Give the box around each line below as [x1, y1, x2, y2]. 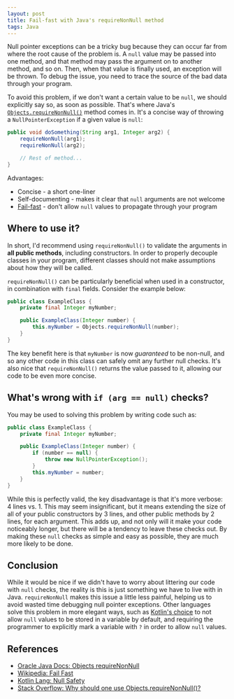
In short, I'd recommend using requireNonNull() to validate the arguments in [7, 241, 227, 249]
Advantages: [7, 174, 44, 182]
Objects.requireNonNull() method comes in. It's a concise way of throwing [7, 108, 224, 116]
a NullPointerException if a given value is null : [7, 115, 143, 124]
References [7, 643, 59, 655]
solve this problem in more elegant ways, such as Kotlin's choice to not [7, 608, 212, 616]
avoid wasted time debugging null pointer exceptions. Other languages [7, 600, 211, 609]
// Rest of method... [20, 155, 82, 162]
